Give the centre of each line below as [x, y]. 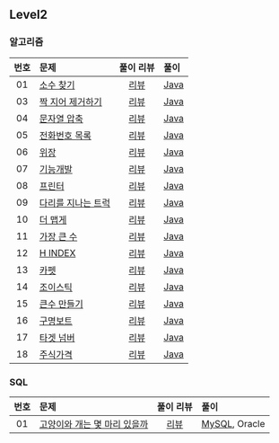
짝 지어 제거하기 [71, 102]
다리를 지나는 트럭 [74, 203]
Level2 [28, 15]
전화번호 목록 [65, 136]
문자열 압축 [61, 119]
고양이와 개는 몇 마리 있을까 [94, 424]
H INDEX [57, 253]
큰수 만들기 [61, 304]
